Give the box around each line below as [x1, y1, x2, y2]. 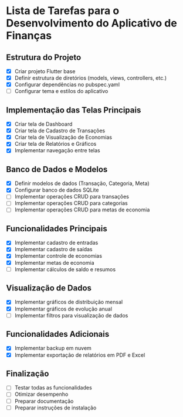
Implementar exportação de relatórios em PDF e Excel [14, 351, 145, 358]
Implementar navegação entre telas [14, 147, 101, 154]
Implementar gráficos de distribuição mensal [14, 299, 123, 306]
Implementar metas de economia [14, 259, 95, 266]
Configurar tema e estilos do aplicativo [14, 88, 109, 95]
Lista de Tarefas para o [6, 4, 120, 18]
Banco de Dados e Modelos [6, 164, 108, 174]
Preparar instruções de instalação [14, 404, 97, 411]
